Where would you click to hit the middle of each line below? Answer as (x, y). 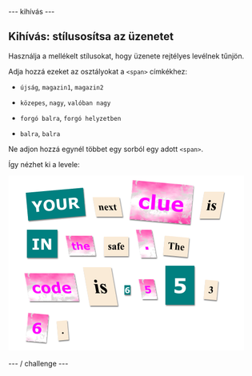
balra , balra (40, 133)
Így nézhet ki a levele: (44, 164)
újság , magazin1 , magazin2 (62, 86)
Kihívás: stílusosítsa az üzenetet (91, 36)
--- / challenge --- (38, 363)
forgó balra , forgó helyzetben (70, 118)
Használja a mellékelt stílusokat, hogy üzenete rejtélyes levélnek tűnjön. (126, 56)
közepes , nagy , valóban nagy (65, 102)
